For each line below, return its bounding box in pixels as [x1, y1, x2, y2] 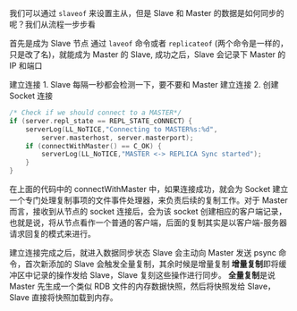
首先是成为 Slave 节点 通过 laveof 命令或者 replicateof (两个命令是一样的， [9, 38, 289, 48]
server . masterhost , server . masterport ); [41, 133, 194, 142]
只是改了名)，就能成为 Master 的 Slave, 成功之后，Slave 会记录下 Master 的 [9, 49, 286, 60]
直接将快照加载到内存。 [30, 292, 118, 302]
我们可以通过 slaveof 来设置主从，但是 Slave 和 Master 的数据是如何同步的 [9, 8, 284, 18]
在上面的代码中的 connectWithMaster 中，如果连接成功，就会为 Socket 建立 [9, 184, 289, 194]
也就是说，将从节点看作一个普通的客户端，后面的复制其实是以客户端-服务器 [9, 217, 288, 228]
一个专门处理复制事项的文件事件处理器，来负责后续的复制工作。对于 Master [9, 195, 288, 206]
